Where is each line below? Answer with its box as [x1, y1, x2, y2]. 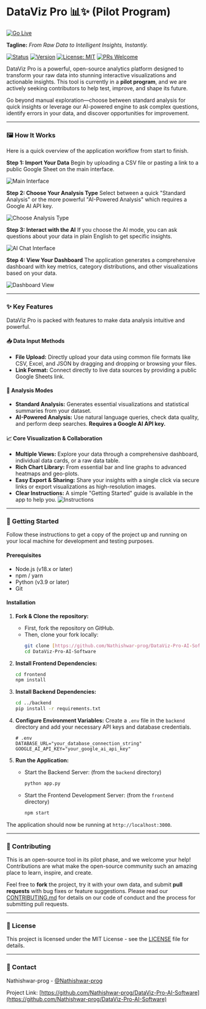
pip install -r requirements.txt [15, 706, 101, 712]
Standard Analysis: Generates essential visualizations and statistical [15, 400, 189, 408]
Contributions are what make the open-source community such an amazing [6, 862, 197, 870]
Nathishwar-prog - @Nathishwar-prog [6, 976, 103, 984]
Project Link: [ [6, 989, 42, 996]
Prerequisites [6, 551, 42, 559]
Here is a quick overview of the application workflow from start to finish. [6, 147, 189, 155]
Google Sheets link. [15, 372, 65, 380]
